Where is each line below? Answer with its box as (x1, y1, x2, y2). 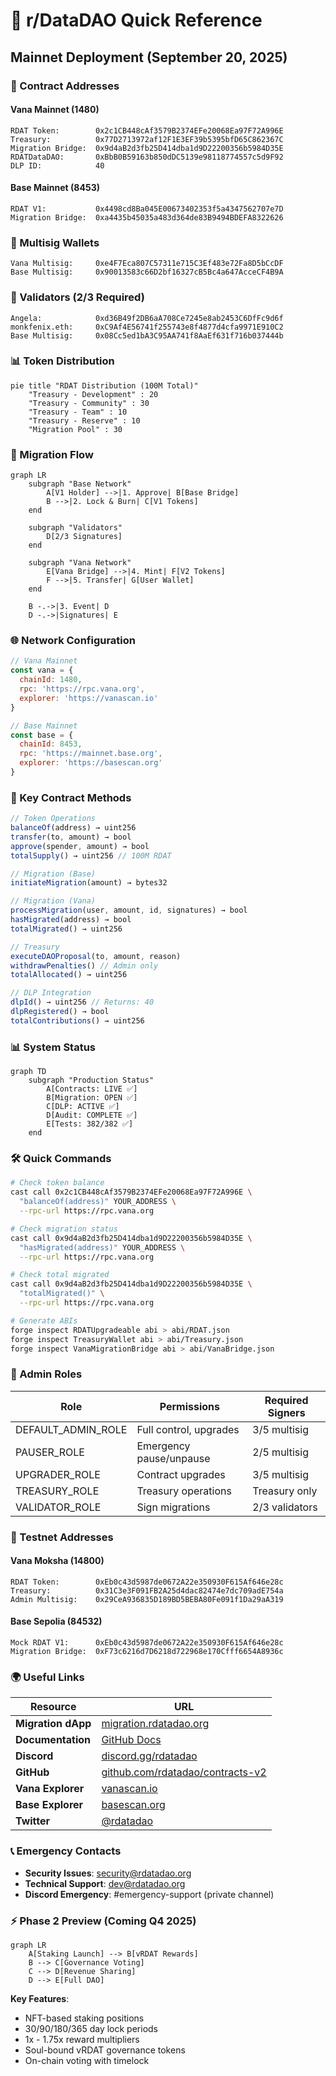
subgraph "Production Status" (28, 1075, 155, 1086)
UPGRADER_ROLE (15, 1467, 101, 1481)
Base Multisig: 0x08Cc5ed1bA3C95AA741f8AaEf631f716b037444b (10, 330, 284, 341)
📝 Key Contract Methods (10, 790, 132, 804)
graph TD (10, 1067, 47, 1077)
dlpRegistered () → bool (10, 1007, 110, 1017)
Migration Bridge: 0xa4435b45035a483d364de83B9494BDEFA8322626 (10, 212, 284, 223)
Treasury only (252, 1484, 318, 1498)
